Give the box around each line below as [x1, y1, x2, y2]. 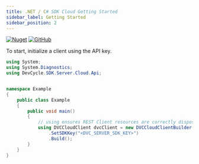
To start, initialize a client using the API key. [6, 48, 112, 55]
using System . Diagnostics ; [6, 65, 73, 71]
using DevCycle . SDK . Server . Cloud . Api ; [6, 70, 102, 76]
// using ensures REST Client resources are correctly [37, 119, 176, 125]
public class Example [17, 97, 70, 103]
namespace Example [6, 86, 52, 92]
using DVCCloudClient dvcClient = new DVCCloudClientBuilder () [37, 125, 197, 131]
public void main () [27, 108, 76, 114]
